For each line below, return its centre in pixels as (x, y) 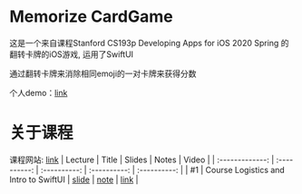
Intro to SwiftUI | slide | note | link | (74, 179)
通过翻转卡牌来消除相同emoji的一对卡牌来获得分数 (103, 73)
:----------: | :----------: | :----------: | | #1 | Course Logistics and (163, 170)
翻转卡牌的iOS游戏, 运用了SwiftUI (72, 54)
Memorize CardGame (92, 17)
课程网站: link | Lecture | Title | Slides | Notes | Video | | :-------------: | (142, 160)
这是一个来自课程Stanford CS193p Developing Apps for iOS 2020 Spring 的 (149, 43)
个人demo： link (39, 92)
